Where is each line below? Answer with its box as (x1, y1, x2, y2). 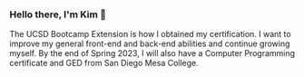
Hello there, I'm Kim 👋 (9, 8, 107, 21)
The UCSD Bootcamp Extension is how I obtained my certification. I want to (9, 29, 292, 40)
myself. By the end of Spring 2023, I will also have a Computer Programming (9, 48, 296, 59)
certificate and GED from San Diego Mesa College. (9, 58, 200, 69)
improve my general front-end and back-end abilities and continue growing (9, 38, 290, 49)
